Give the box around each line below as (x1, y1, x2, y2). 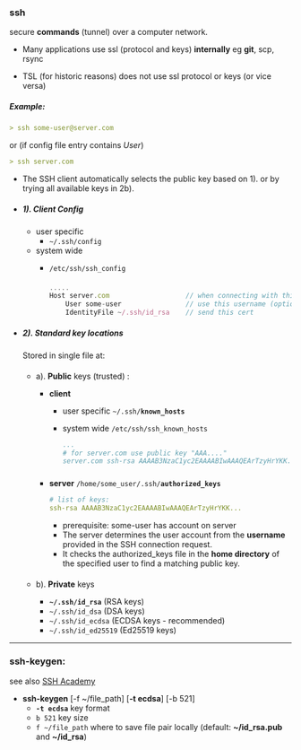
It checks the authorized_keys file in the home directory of (62, 548, 280, 559)
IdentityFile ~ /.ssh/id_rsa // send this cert (65, 308, 254, 318)
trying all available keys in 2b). (21, 183, 134, 194)
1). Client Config (21, 204, 84, 214)
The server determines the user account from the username (62, 529, 286, 540)
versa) (21, 81, 47, 92)
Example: (9, 100, 46, 111)
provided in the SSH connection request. (62, 538, 213, 549)
